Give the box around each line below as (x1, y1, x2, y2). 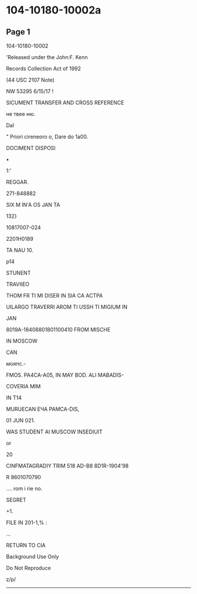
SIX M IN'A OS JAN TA (6, 202, 60, 208)
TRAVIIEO (6, 281, 30, 288)
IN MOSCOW (6, 337, 38, 344)
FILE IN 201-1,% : (6, 519, 47, 526)
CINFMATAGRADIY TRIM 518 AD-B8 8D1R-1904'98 (6, 462, 129, 469)
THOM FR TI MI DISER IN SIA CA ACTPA (6, 292, 103, 299)
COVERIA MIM (6, 383, 41, 390)
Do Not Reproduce (6, 565, 51, 571)
